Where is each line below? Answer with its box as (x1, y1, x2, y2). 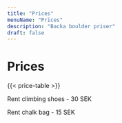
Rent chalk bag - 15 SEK (7, 108, 76, 117)
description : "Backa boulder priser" (7, 23, 116, 30)
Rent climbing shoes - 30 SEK (7, 95, 92, 103)
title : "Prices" (7, 10, 54, 17)
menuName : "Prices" (7, 16, 63, 23)
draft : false (7, 29, 45, 36)
